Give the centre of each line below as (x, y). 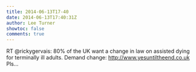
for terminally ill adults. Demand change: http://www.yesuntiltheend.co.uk (98, 58)
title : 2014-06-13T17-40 (38, 12)
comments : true (25, 34)
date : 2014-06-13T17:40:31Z (42, 17)
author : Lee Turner (31, 23)
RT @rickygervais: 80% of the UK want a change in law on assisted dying (98, 51)
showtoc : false (25, 28)
